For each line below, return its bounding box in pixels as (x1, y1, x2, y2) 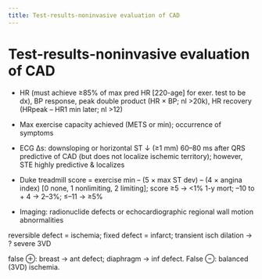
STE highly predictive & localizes (19, 160, 125, 169)
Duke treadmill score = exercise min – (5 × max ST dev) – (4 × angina (19, 175, 242, 184)
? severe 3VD (8, 238, 52, 248)
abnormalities (19, 215, 64, 224)
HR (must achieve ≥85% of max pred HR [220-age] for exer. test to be (19, 88, 246, 97)
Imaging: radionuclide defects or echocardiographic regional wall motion (19, 207, 254, 216)
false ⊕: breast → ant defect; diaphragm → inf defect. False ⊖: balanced (8, 254, 249, 263)
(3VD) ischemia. (8, 262, 60, 271)
